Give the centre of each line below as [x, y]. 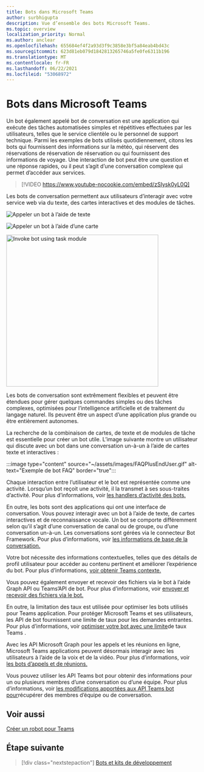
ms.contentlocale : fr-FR [38, 63]
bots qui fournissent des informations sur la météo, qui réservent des [93, 147]
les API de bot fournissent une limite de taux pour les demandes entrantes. [100, 620]
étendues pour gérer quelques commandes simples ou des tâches [89, 402]
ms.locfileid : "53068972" [39, 74]
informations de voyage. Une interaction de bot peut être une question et [97, 160]
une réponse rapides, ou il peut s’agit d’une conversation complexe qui [95, 166]
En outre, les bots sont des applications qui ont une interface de [86, 507]
